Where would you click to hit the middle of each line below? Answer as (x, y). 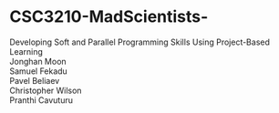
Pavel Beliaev (35, 80)
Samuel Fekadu (39, 71)
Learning (26, 51)
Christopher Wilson (46, 90)
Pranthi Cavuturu (41, 100)
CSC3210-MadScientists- (109, 17)
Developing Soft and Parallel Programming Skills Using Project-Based (140, 42)
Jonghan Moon (38, 61)
